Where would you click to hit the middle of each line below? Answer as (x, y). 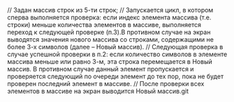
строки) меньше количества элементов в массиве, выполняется (104, 25)
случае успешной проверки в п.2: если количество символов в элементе (117, 54)
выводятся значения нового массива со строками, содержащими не (111, 40)
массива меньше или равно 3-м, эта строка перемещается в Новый (110, 61)
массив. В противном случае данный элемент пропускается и (101, 69)
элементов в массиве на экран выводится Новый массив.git (98, 91)
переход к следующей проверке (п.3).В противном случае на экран (109, 32)
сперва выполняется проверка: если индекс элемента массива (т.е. (109, 17)
